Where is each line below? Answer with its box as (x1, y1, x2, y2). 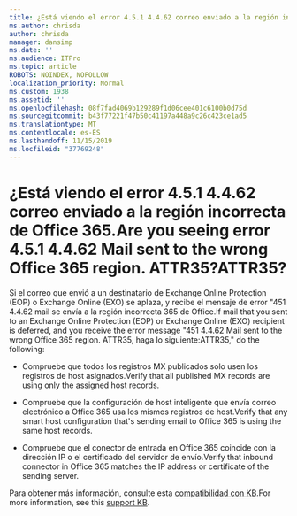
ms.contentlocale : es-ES (9, 128, 101, 137)
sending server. (21, 470, 80, 481)
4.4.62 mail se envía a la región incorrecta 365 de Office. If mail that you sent (9, 306, 288, 317)
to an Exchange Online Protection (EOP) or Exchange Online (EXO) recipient (9, 315, 286, 326)
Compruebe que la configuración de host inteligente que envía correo (21, 397, 277, 407)
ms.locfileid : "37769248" (9, 144, 104, 153)
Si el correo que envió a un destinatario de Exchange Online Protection (9, 287, 267, 297)
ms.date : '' (9, 46, 53, 55)
